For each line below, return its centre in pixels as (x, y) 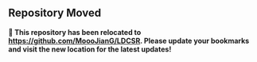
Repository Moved (55, 13)
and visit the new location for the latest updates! (90, 49)
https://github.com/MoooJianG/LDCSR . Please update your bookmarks (129, 41)
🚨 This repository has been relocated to (75, 32)
